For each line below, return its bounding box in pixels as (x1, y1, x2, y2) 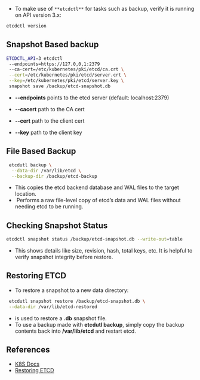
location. (14, 190, 37, 197)
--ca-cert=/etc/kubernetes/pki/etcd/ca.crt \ (8, 66, 124, 72)
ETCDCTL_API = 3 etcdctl (6, 55, 63, 62)
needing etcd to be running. (14, 203, 84, 210)
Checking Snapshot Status (6, 220, 108, 230)
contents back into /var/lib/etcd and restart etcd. (14, 327, 136, 335)
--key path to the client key (14, 129, 82, 136)
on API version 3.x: (14, 11, 61, 19)
